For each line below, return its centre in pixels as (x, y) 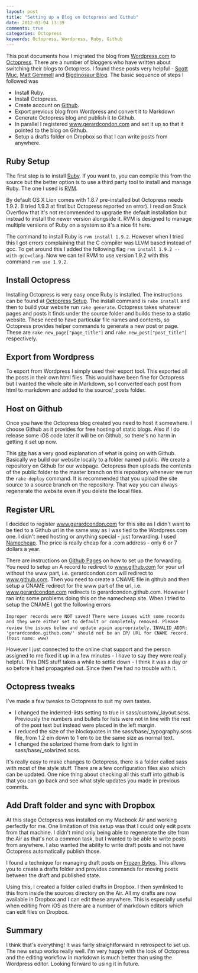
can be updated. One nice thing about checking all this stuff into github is (95, 774)
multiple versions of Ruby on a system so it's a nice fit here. (79, 225)
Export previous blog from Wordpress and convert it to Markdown (95, 111)
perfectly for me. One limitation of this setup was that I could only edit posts (98, 826)
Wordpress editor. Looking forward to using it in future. (73, 964)
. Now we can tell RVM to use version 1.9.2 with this (106, 255)
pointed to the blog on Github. (51, 130)
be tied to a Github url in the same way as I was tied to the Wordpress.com (97, 530)
